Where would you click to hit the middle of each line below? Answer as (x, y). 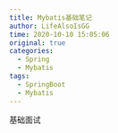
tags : (19, 76)
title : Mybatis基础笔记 (51, 18)
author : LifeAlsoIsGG (50, 26)
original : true (38, 43)
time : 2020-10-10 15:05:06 (59, 34)
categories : (31, 51)
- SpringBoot (42, 84)
